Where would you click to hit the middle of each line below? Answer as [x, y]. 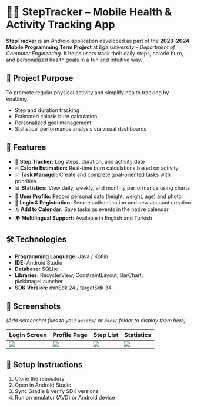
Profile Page [70, 335]
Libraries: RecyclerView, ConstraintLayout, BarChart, [79, 275]
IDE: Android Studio [39, 263]
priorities [25, 181]
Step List [106, 335]
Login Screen [28, 335]
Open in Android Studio [43, 385]
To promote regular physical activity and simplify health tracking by [88, 92]
